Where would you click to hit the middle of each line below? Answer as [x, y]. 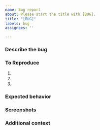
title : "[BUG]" [21, 19]
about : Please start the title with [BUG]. [50, 14]
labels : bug [17, 23]
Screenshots [21, 110]
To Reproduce [22, 63]
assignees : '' [20, 28]
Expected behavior [28, 97]
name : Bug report [23, 10]
